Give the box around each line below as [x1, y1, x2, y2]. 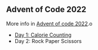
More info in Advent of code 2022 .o [6, 20, 93, 27]
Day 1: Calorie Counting [14, 31, 72, 38]
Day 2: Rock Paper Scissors [14, 37, 82, 44]
